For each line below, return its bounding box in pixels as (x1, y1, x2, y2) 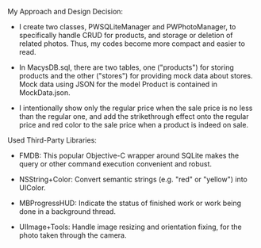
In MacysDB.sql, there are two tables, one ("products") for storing (18, 63, 235, 72)
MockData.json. (18, 88, 71, 97)
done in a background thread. (18, 207, 117, 216)
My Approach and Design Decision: (7, 7, 124, 16)
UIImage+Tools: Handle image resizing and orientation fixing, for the (18, 222, 243, 231)
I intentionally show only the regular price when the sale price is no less (18, 103, 253, 113)
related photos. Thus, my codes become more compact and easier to (18, 39, 245, 48)
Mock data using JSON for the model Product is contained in (18, 79, 218, 89)
